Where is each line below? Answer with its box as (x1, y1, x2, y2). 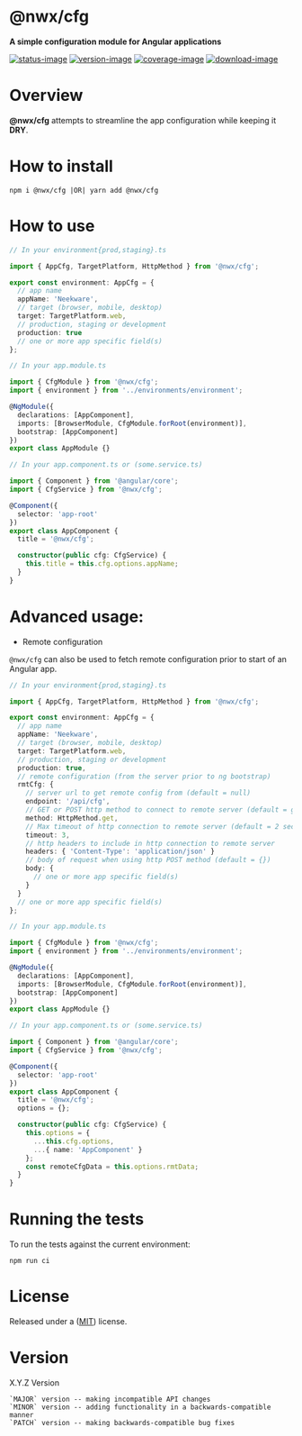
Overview (9, 86, 84, 105)
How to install (9, 156, 114, 177)
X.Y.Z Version (9, 1377, 60, 1388)
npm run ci (9, 1257, 50, 1266)
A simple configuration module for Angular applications (9, 36, 222, 47)
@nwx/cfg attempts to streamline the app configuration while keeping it (9, 114, 277, 125)
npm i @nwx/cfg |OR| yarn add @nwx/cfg (9, 186, 159, 195)
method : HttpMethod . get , (25, 813, 119, 823)
